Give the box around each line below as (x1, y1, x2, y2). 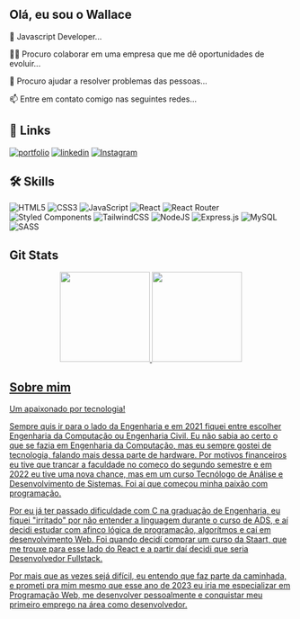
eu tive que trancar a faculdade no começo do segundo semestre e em (9, 459, 272, 471)
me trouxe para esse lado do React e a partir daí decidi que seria (9, 543, 249, 554)
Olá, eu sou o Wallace (9, 7, 132, 22)
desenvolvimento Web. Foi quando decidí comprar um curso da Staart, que (9, 534, 287, 545)
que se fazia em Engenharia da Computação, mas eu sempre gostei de (9, 440, 272, 451)
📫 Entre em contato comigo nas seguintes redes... (9, 94, 198, 104)
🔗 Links (9, 123, 51, 139)
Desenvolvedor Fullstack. (9, 553, 103, 564)
